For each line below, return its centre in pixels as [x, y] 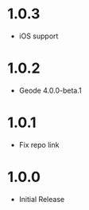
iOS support [39, 36]
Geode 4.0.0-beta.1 [50, 90]
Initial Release [42, 199]
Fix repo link [39, 145]
